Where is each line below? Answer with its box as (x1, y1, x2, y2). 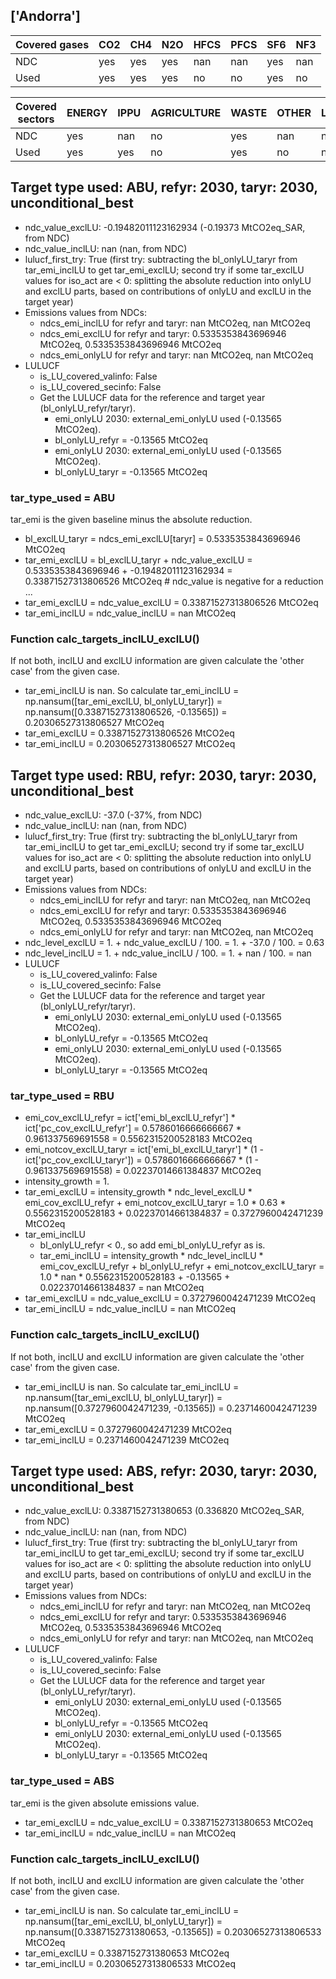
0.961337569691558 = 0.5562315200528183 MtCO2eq (24, 1133, 253, 1145)
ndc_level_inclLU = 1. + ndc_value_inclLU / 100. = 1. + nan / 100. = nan (24, 947, 312, 959)
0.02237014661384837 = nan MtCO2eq (39, 1282, 205, 1294)
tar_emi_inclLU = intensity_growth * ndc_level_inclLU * (39, 1250, 264, 1262)
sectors (17, 112, 55, 126)
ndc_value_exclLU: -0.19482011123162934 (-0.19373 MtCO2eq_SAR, (24, 221, 306, 233)
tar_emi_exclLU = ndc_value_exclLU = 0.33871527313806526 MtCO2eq (24, 596, 319, 608)
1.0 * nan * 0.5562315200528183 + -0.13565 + (39, 1271, 231, 1283)
